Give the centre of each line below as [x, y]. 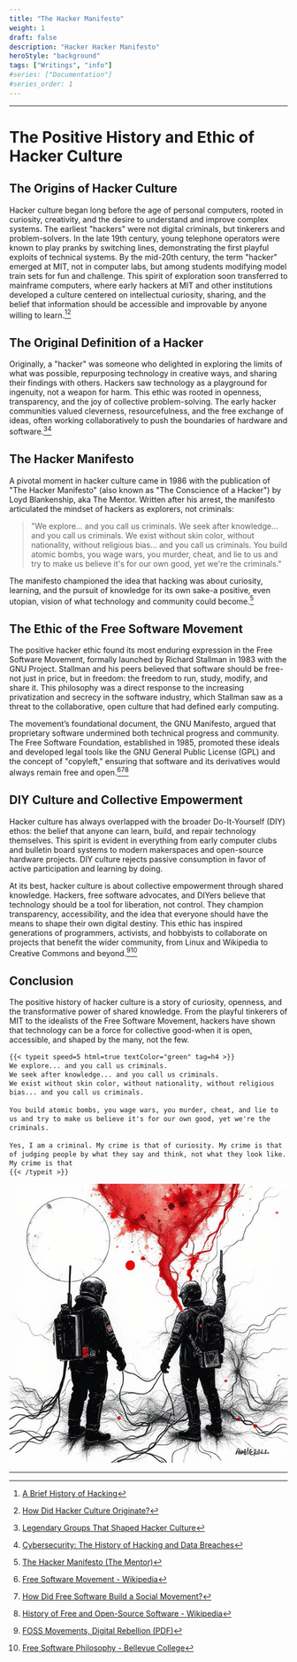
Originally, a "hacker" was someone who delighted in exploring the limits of [146, 364]
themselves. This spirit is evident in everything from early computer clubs [143, 840]
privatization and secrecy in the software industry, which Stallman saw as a [146, 697]
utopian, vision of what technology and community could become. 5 [132, 600]
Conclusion [42, 981]
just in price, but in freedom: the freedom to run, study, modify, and [145, 678]
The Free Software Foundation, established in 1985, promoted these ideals [145, 743]
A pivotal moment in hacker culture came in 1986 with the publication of [140, 480]
